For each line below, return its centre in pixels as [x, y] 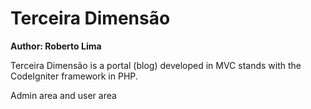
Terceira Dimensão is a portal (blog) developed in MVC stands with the [156, 65]
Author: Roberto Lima [56, 46]
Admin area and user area [63, 95]
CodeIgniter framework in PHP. [74, 76]
